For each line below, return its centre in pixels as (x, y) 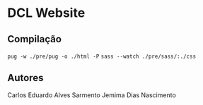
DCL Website (46, 13)
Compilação (35, 39)
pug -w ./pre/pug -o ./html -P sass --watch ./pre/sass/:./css (102, 56)
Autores (25, 78)
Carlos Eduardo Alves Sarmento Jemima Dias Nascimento (92, 95)
